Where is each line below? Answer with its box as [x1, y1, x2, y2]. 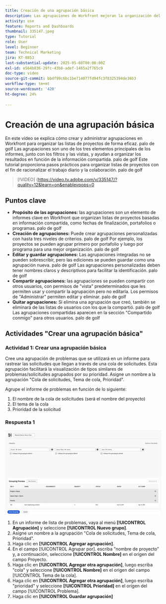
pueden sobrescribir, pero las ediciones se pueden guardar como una [12, 257, 155, 263]
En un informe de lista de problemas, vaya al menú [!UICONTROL [12, 519, 146, 526]
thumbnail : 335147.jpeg [5, 29, 55, 34]
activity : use [5, 18, 35, 23]
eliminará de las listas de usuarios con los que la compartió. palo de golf [12, 304, 160, 310]
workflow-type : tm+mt [5, 81, 50, 86]
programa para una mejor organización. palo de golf [12, 246, 119, 253]
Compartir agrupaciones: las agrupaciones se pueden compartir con [12, 278, 155, 284]
